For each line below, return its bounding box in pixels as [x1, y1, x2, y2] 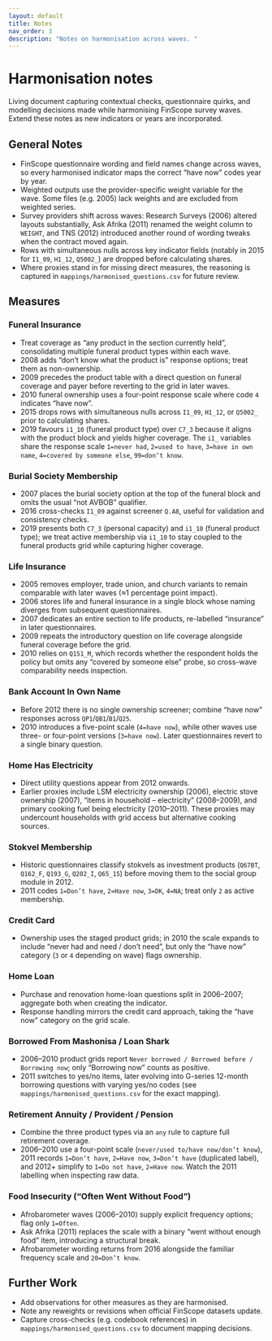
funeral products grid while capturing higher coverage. [19, 540, 204, 550]
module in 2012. [19, 877, 75, 887]
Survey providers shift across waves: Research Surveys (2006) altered [19, 211, 257, 220]
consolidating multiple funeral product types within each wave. [19, 346, 231, 356]
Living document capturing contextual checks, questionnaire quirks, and [8, 97, 251, 107]
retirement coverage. [19, 1136, 91, 1146]
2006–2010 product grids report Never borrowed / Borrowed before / [19, 1054, 253, 1064]
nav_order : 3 [8, 27, 53, 35]
